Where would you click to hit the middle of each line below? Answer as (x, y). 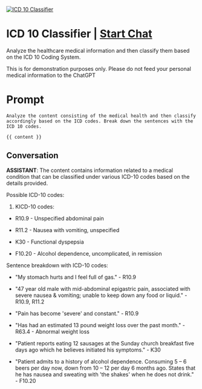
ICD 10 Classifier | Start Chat (79, 34)
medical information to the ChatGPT (51, 75)
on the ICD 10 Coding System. (44, 57)
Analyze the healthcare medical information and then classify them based (98, 50)
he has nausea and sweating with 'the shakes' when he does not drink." (104, 374)
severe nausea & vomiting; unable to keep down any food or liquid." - (101, 295)
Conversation (32, 155)
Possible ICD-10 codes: (35, 194)
